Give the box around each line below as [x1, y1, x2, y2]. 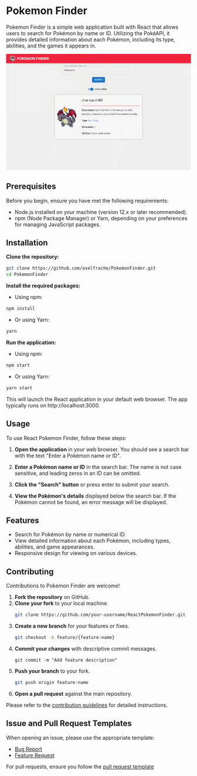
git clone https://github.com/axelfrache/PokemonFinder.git [6, 266, 157, 271]
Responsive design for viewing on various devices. [14, 550, 138, 557]
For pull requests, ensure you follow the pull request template [6, 763, 154, 770]
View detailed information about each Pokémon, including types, [14, 537, 171, 544]
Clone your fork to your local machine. [14, 600, 108, 607]
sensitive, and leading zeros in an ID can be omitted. [14, 469, 141, 477]
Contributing [6, 567, 54, 577]
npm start [6, 362, 30, 368]
